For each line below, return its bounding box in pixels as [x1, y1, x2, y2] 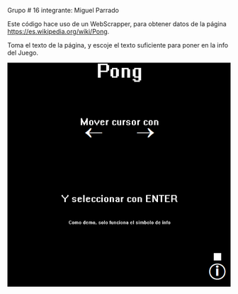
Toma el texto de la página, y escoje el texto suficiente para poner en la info [7, 41, 229, 49]
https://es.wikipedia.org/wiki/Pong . [7, 28, 110, 35]
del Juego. [7, 49, 39, 57]
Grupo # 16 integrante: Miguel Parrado [7, 6, 119, 14]
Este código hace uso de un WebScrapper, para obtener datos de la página [7, 20, 227, 28]
